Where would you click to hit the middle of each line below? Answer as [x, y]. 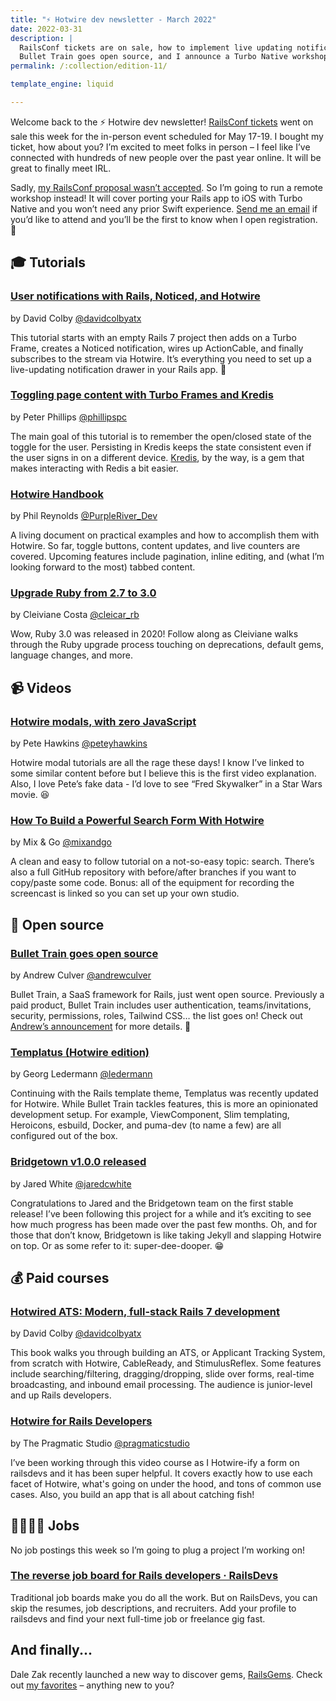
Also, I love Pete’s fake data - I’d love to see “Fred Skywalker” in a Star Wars [166, 784]
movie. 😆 [30, 795]
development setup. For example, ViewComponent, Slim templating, [150, 1115]
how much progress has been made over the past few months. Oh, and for [164, 1224]
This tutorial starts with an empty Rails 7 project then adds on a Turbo [153, 337]
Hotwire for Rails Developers [81, 1421]
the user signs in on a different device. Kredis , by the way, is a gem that [157, 457]
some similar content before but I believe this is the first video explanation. [163, 773]
